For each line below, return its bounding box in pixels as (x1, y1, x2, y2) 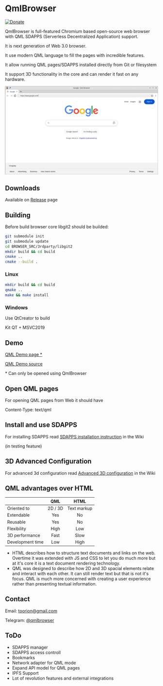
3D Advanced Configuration (5, 457, 92, 466)
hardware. (5, 76, 26, 82)
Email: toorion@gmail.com (5, 608, 57, 614)
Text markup (67, 505, 93, 511)
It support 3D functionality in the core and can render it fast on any (5, 71, 139, 77)
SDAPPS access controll (12, 649, 61, 655)
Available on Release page (5, 197, 58, 203)
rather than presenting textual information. (12, 581, 97, 586)
